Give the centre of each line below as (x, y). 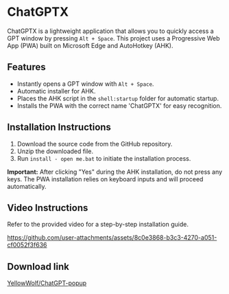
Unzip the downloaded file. (55, 151)
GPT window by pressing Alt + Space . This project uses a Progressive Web (114, 38)
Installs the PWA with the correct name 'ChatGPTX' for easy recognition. (119, 105)
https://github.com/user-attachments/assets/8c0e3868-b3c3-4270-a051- (112, 238)
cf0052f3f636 (27, 245)
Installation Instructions (59, 127)
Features (26, 67)
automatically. (27, 186)
